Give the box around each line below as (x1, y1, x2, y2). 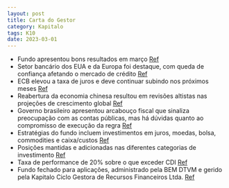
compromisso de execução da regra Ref (17, 121, 133, 130)
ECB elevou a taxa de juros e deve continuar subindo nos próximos (17, 77, 210, 85)
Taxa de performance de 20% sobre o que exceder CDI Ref (17, 158, 188, 166)
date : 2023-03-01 (7, 36, 58, 43)
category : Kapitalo (7, 23, 64, 30)
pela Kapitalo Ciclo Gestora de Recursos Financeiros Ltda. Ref (17, 173, 195, 181)
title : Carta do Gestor (7, 17, 76, 24)
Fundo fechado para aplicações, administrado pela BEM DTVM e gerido (17, 166, 223, 174)
